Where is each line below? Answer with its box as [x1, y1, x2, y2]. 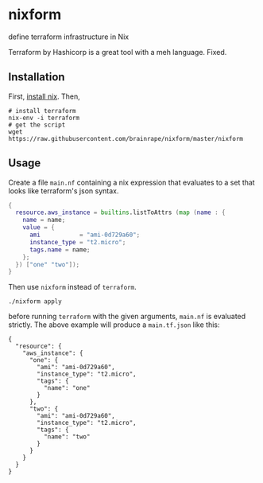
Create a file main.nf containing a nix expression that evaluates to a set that [8, 177, 256, 187]
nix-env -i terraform [8, 114, 80, 122]
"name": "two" [43, 433, 91, 441]
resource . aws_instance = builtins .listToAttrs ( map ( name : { [15, 208, 226, 216]
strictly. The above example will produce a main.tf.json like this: [8, 320, 220, 329]
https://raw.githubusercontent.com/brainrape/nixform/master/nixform [8, 134, 244, 142]
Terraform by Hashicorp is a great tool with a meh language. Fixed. [8, 47, 227, 56]
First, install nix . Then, [8, 92, 81, 101]
